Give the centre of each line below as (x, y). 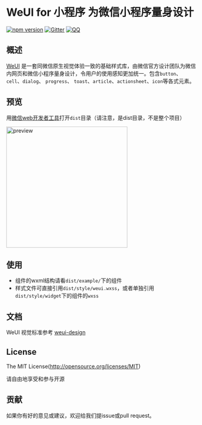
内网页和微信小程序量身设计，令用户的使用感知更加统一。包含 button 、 (94, 73)
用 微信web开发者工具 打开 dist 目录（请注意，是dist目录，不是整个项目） (96, 117)
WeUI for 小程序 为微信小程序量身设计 (100, 12)
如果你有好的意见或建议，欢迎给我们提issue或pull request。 (81, 415)
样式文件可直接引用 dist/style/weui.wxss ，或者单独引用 (84, 288)
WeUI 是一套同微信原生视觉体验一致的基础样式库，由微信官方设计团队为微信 (101, 66)
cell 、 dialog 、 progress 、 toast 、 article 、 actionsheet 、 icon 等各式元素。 (101, 81)
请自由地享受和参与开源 (35, 379)
